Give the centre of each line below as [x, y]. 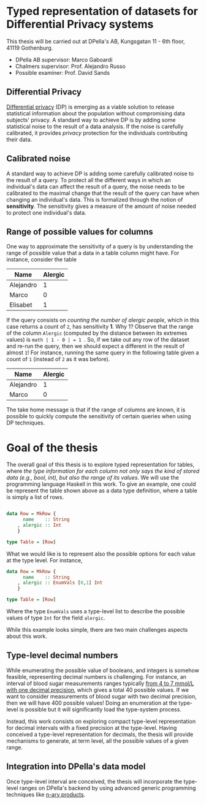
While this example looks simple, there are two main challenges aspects [97, 630]
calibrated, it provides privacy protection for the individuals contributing [97, 132]
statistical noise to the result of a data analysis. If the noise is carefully [95, 126]
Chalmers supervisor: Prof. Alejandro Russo [70, 66]
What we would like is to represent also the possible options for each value [101, 554]
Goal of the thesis [52, 447]
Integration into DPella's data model [76, 767]
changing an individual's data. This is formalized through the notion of [95, 199]
